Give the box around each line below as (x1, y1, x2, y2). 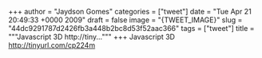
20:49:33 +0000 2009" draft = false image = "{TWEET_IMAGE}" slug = (8, 15, 243, 25)
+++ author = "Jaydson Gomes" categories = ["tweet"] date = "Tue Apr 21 (8, 7, 252, 16)
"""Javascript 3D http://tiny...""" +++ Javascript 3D (8, 32, 176, 41)
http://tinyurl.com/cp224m (8, 41, 96, 50)
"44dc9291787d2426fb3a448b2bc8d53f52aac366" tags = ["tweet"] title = (8, 24, 255, 33)
